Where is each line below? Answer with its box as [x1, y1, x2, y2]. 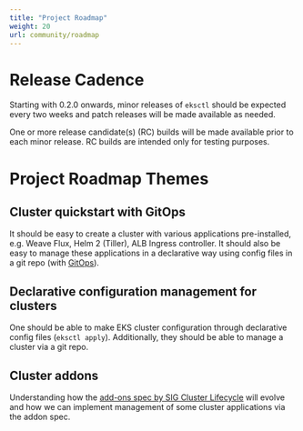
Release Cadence [9, 69, 145, 90]
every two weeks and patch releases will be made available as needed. [9, 109, 276, 120]
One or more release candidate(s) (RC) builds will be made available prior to [9, 126, 294, 137]
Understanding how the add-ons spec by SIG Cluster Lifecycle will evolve [9, 392, 285, 403]
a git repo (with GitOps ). [9, 257, 100, 268]
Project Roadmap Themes [9, 168, 209, 189]
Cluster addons [9, 367, 98, 383]
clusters [9, 297, 57, 314]
